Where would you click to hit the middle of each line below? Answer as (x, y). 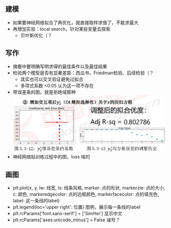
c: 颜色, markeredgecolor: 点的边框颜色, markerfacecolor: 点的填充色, (86, 194)
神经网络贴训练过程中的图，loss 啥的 (51, 157)
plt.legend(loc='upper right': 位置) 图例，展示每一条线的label (77, 207)
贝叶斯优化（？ (36, 35)
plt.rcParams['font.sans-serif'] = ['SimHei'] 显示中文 (68, 214)
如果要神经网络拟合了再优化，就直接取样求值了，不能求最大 (76, 23)
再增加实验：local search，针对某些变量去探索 (61, 29)
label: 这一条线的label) (36, 201)
